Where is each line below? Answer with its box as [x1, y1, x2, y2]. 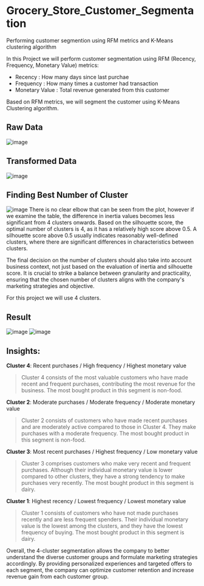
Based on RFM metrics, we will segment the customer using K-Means [6, 98, 180, 105]
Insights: [6, 345, 41, 356]
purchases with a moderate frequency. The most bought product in [21, 430, 189, 437]
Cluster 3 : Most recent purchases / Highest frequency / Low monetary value [6, 448, 198, 455]
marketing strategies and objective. [6, 283, 95, 290]
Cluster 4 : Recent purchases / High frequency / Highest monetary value [6, 362, 187, 369]
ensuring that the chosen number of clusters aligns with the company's [6, 276, 185, 283]
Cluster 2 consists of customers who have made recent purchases [21, 417, 188, 424]
